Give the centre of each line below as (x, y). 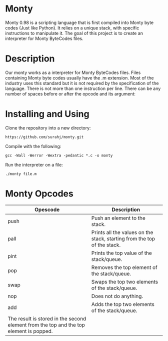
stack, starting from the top (123, 238)
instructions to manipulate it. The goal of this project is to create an (74, 33)
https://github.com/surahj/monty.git (44, 137)
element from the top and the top (46, 324)
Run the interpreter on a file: (34, 164)
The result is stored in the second (47, 318)
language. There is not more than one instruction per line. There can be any (83, 88)
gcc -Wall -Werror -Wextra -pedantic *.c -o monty (59, 155)
